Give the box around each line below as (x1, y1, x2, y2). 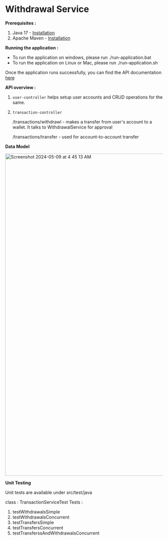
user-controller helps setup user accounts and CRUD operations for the (12, 94, 163, 100)
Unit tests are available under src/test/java (5, 489, 92, 495)
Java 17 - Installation (12, 29, 55, 35)
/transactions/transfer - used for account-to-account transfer (12, 133, 139, 139)
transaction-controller (12, 110, 62, 115)
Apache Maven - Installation (12, 35, 71, 41)
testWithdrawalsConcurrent (12, 514, 69, 520)
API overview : (5, 84, 36, 90)
